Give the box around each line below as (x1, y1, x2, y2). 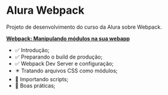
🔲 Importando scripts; (14, 75, 69, 82)
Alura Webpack (6, 4, 85, 17)
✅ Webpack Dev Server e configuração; (14, 60, 114, 67)
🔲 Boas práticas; (14, 82, 56, 89)
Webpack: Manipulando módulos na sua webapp (6, 35, 130, 42)
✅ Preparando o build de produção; (14, 53, 103, 60)
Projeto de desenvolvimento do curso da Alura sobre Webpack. (6, 23, 163, 30)
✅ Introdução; (14, 46, 50, 54)
